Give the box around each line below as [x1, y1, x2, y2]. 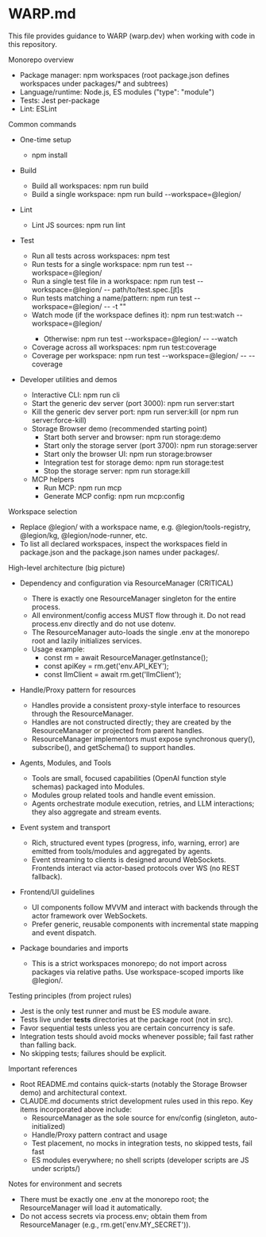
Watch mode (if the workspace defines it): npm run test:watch [31, 310, 235, 319]
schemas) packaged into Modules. [31, 782, 145, 791]
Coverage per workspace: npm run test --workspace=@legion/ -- [31, 350, 248, 360]
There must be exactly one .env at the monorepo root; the [19, 1194, 209, 1204]
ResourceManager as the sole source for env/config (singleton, [31, 1113, 238, 1123]
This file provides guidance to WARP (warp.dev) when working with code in [8, 31, 256, 41]
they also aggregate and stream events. [31, 807, 162, 817]
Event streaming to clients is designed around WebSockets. [31, 855, 226, 864]
